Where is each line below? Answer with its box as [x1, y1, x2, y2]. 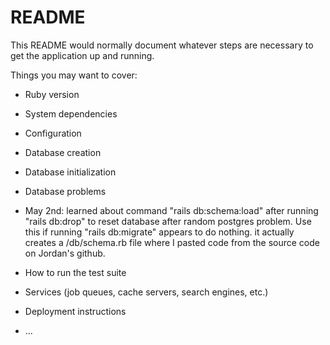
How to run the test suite [24, 266, 127, 278]
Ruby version [24, 88, 80, 100]
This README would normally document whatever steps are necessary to [10, 39, 314, 51]
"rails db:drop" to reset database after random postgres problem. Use [24, 215, 312, 227]
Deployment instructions [24, 305, 127, 317]
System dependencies [24, 107, 118, 120]
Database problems [24, 185, 107, 197]
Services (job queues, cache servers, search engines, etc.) [24, 286, 269, 298]
